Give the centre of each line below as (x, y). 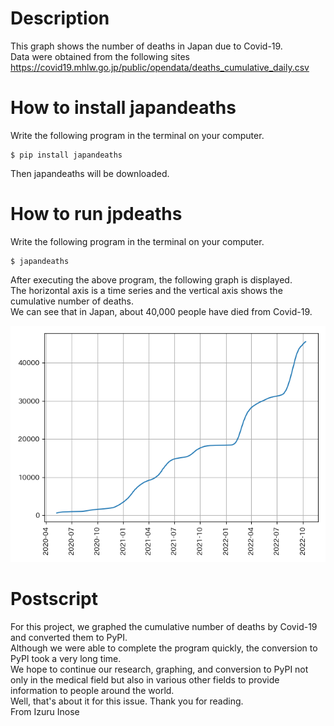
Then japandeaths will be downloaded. (90, 173)
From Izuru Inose (45, 711)
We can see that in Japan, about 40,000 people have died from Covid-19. (161, 311)
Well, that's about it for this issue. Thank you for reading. (127, 701)
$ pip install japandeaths (66, 155)
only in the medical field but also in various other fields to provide (145, 679)
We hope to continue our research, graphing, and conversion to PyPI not (159, 669)
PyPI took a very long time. (66, 658)
